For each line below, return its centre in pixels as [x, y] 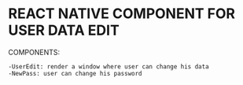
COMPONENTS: [34, 52]
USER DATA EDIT [64, 30]
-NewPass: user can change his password [75, 73]
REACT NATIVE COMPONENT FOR [122, 14]
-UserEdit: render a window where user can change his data [109, 67]
